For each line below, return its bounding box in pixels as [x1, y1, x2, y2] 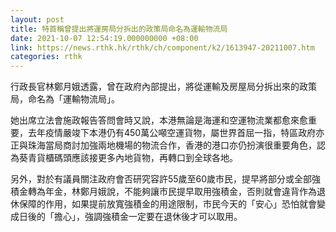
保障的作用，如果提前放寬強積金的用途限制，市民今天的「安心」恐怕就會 [18, 198, 317, 210]
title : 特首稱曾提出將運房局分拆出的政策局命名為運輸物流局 [10, 24, 228, 34]
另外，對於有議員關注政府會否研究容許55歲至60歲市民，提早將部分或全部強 [10, 173, 322, 185]
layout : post [10, 14, 65, 25]
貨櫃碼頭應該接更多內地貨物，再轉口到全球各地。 [36, 152, 238, 164]
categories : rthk [10, 52, 83, 62]
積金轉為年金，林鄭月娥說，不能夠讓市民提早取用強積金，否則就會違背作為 [10, 186, 317, 198]
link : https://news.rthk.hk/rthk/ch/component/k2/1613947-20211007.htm [10, 42, 315, 53]
